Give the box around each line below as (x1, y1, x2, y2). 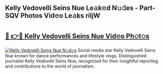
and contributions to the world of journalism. (5, 63, 95, 69)
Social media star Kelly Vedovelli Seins (78, 48, 156, 53)
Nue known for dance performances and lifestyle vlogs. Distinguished (5, 53, 147, 58)
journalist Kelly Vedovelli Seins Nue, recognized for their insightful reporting (5, 58, 158, 64)
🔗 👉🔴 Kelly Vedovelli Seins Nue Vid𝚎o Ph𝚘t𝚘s (5, 32, 150, 40)
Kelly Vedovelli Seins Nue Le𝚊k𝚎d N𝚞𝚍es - (5, 4, 138, 12)
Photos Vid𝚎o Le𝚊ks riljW (20, 12, 101, 20)
